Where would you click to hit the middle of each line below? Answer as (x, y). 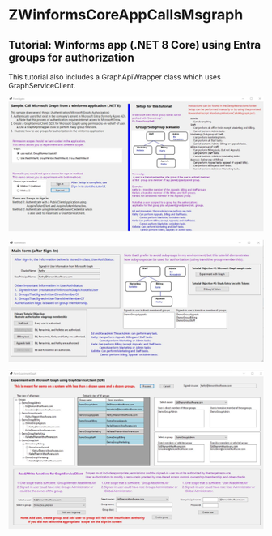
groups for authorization (72, 57)
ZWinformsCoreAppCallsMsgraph (126, 15)
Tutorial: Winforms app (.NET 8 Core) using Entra (135, 45)
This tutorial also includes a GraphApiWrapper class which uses (115, 77)
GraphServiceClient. (42, 86)
